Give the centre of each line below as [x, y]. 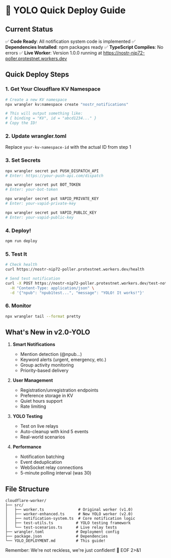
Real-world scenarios [42, 437]
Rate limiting [33, 406]
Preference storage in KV [47, 396]
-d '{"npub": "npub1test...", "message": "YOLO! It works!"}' [77, 293]
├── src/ [15, 505]
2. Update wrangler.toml [36, 136]
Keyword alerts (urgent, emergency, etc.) [63, 360]
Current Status [29, 29]
